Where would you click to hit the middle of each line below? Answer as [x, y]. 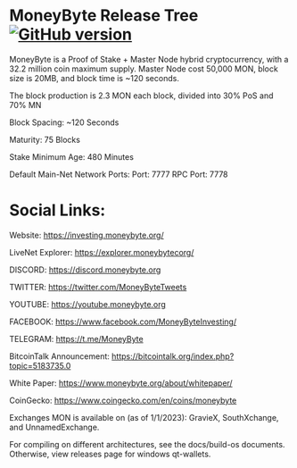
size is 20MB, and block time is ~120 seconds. [95, 78]
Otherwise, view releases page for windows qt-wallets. [110, 454]
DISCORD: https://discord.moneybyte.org [85, 270]
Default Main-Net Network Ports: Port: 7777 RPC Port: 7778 [119, 174]
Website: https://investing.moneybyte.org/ [87, 235]
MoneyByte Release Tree [104, 16]
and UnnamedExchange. [54, 427]
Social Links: [58, 210]
